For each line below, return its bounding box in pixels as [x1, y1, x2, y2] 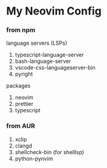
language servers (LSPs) [6, 39, 67, 47]
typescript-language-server [14, 51, 84, 59]
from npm [6, 26, 36, 34]
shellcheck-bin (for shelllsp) [14, 148, 84, 155]
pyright [14, 71, 33, 78]
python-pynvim [14, 155, 53, 162]
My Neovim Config [6, 4, 102, 18]
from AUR [6, 122, 35, 131]
